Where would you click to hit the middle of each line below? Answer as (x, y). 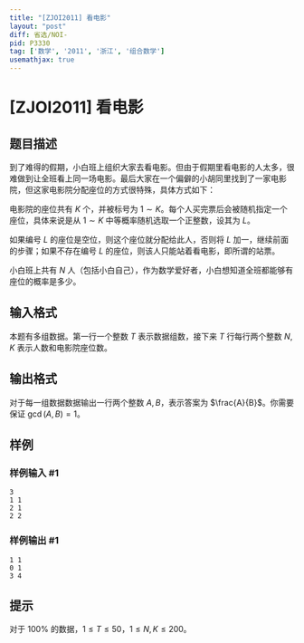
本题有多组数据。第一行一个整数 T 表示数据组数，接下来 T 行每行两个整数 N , (151, 336)
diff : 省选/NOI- (38, 34)
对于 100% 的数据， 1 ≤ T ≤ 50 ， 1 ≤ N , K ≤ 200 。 (100, 629)
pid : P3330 (30, 43)
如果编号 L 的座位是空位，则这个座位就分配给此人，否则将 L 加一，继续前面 (149, 240)
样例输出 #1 (34, 541)
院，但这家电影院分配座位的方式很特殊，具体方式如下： (112, 190)
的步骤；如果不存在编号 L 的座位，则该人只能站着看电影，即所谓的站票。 (145, 251)
